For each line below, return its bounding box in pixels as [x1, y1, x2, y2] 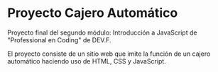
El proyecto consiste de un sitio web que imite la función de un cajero [7, 49, 211, 58]
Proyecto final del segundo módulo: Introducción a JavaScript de [7, 28, 197, 37]
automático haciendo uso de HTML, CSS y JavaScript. [7, 56, 167, 65]
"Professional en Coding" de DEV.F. [7, 35, 111, 44]
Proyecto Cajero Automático [7, 5, 178, 21]
